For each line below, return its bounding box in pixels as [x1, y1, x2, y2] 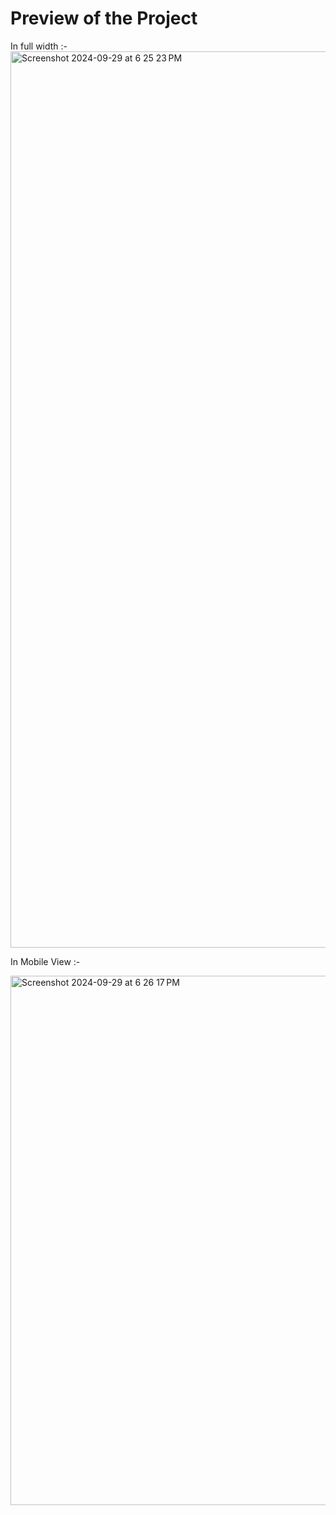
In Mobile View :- [10, 955, 81, 967]
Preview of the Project [10, 7, 198, 30]
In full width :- [10, 40, 68, 52]
